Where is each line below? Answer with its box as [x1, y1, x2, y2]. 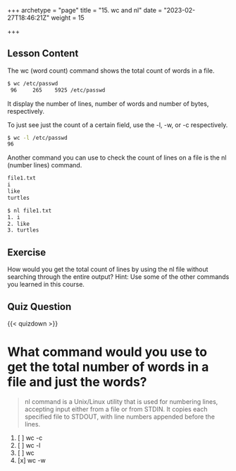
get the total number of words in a [7, 359, 209, 375]
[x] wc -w [17, 455, 46, 465]
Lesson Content [7, 47, 79, 59]
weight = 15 [51, 13, 85, 22]
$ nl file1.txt [7, 207, 52, 214]
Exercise [7, 246, 46, 258]
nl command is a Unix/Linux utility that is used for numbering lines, [24, 397, 218, 405]
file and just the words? [7, 374, 147, 390]
